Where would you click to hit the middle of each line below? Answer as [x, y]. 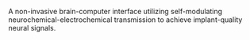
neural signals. [32, 28]
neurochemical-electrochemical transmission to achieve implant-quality [125, 20]
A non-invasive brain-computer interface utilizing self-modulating [115, 11]
